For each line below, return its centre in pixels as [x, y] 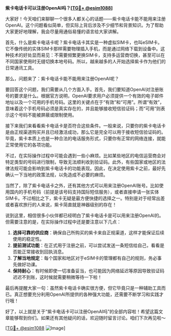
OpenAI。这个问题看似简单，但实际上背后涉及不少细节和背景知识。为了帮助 [84, 25]
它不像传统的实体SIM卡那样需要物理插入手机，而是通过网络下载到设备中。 [83, 49]
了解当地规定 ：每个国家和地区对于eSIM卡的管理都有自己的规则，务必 [85, 258]
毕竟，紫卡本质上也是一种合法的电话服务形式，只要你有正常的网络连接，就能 [85, 138]
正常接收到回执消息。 [44, 252]
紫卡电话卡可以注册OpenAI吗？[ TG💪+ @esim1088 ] [59, 8]
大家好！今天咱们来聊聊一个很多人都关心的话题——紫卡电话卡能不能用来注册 [85, 19]
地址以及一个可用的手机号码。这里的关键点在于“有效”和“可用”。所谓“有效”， [85, 102]
